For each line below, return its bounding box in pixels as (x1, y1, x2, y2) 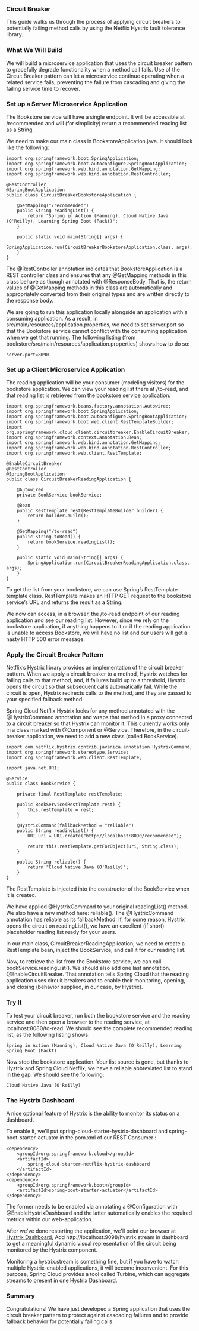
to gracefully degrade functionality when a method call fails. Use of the (6, 66, 180, 73)
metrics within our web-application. (6, 1216, 93, 1223)
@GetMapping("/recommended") (17, 202, 89, 208)
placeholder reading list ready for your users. (6, 929, 117, 936)
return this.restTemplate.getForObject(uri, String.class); (27, 843, 179, 849)
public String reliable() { (17, 859, 86, 865)
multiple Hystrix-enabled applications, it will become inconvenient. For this (6, 1264, 189, 1271)
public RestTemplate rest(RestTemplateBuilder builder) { (17, 508, 163, 514)
